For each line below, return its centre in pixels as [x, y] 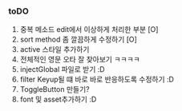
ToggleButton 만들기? [55, 89]
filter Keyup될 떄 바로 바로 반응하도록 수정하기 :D [97, 79]
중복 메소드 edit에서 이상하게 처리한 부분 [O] [89, 30]
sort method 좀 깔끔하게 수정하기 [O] [79, 40]
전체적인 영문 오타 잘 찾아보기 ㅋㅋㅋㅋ [80, 59]
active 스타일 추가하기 [55, 50]
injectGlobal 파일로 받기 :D [63, 69]
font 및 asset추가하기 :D [58, 99]
